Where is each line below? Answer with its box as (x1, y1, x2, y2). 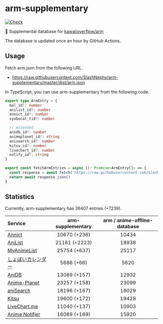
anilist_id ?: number (9, 108, 51, 112)
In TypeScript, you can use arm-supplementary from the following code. (5, 89, 149, 95)
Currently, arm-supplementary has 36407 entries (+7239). (5, 205, 122, 212)
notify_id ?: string (9, 152, 49, 157)
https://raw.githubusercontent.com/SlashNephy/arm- (12, 74, 118, 80)
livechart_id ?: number (9, 148, 55, 153)
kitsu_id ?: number (9, 143, 47, 148)
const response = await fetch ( (9, 170, 73, 175)
